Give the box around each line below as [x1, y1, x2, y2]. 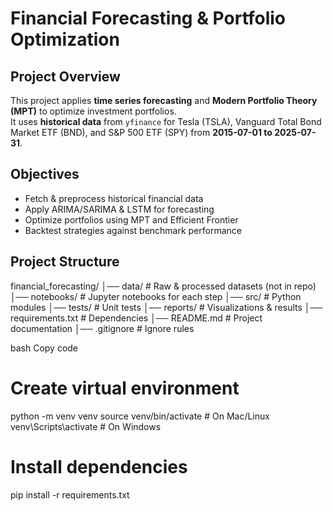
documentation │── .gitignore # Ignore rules [10, 322, 195, 334]
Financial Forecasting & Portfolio [10, 7, 287, 30]
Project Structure [10, 253, 120, 271]
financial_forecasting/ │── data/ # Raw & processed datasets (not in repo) [10, 280, 317, 292]
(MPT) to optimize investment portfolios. [10, 105, 177, 117]
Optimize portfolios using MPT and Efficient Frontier [24, 213, 239, 226]
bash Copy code [10, 342, 79, 354]
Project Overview [10, 68, 121, 85]
